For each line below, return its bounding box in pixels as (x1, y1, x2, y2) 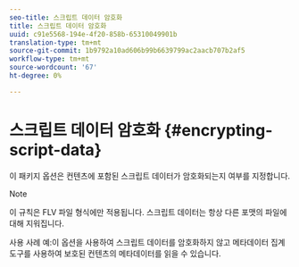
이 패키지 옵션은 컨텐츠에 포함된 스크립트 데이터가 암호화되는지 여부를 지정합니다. (9, 171, 291, 181)
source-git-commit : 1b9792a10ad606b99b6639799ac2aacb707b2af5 (9, 46, 245, 55)
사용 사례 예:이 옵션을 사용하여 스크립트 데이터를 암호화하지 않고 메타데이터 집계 (9, 237, 286, 247)
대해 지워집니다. (9, 218, 65, 229)
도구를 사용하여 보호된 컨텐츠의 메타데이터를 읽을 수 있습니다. (9, 247, 221, 259)
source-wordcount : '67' (9, 63, 98, 72)
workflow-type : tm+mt (9, 54, 90, 63)
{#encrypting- (163, 120, 273, 140)
